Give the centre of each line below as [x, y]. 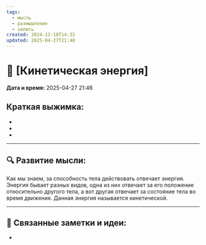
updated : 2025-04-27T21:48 [41, 40]
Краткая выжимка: [45, 107]
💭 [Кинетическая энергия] [77, 71]
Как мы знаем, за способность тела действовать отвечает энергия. [96, 178]
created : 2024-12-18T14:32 [41, 35]
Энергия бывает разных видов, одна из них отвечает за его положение [100, 185]
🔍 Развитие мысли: [46, 161]
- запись [23, 29]
